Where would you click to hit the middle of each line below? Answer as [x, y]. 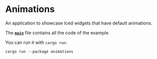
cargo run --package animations [39, 51]
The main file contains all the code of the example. [57, 32]
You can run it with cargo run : [36, 42]
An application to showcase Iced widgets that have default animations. [79, 23]
